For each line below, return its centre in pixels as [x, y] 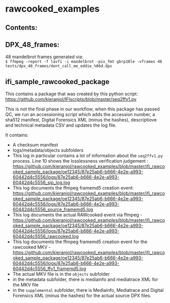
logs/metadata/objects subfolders [48, 150]
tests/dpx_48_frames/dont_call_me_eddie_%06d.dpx [59, 66]
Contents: [21, 28]
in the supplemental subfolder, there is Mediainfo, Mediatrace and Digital [88, 290]
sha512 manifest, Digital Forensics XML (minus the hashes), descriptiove [81, 120]
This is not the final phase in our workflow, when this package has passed [82, 109]
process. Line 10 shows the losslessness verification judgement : [80, 161]
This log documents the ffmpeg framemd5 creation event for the [80, 242]
